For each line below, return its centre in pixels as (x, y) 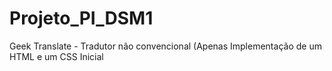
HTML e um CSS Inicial (56, 56)
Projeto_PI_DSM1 (81, 18)
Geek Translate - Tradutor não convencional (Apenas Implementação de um (165, 46)
